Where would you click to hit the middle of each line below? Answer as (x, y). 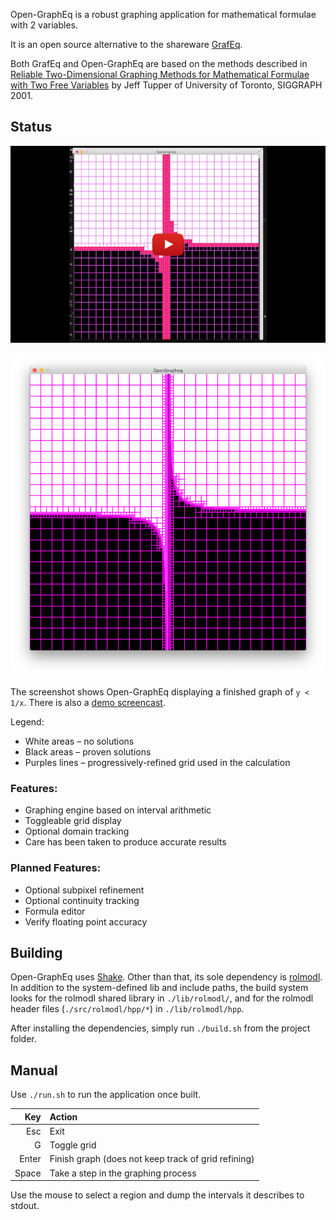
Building (36, 952)
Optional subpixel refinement (84, 890)
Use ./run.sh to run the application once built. (106, 1095)
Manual (34, 1070)
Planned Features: (56, 868)
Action (63, 1116)
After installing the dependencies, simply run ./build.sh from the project (160, 1028)
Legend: (27, 721)
